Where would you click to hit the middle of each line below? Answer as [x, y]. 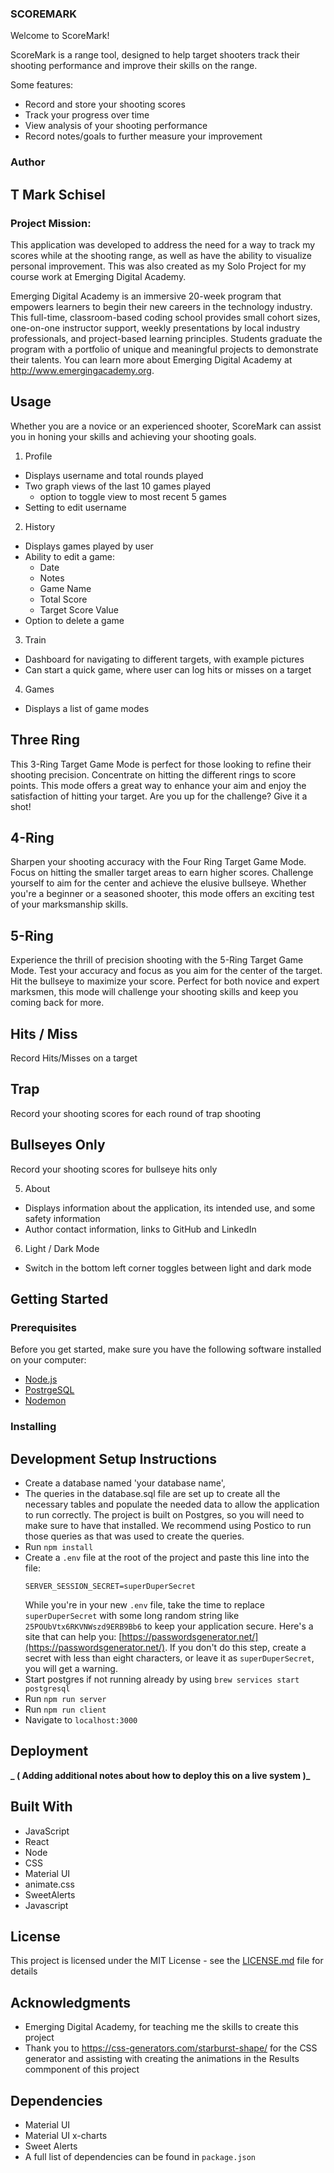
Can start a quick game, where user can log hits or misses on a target [168, 669]
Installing [33, 1427]
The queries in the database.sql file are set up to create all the [152, 1494]
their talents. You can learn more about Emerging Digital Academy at [151, 359]
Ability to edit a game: [69, 556]
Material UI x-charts [66, 2136]
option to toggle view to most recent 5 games [133, 496]
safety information [62, 1218]
